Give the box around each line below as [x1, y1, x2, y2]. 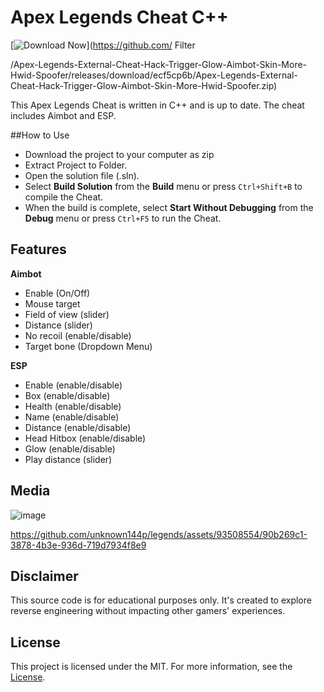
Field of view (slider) [24, 308, 110, 320]
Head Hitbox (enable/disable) [24, 432, 147, 444]
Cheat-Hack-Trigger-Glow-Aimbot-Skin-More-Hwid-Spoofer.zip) [10, 79, 278, 91]
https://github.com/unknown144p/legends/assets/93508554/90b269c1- [10, 528, 308, 540]
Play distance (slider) [24, 453, 113, 465]
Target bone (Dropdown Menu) [24, 340, 153, 352]
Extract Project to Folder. [24, 159, 128, 171]
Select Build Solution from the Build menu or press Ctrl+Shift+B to [24, 180, 303, 192]
